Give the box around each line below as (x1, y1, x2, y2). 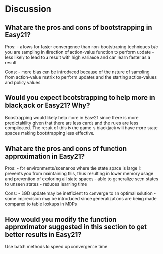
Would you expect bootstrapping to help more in (5, 94, 155, 102)
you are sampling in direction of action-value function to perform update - (5, 49, 154, 55)
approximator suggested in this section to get (5, 223, 147, 231)
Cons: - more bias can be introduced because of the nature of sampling (5, 69, 150, 75)
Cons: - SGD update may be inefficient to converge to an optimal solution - (5, 190, 156, 196)
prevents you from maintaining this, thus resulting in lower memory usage (5, 170, 154, 176)
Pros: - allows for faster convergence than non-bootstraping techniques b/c (5, 44, 158, 50)
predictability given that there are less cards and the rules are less (5, 120, 139, 126)
